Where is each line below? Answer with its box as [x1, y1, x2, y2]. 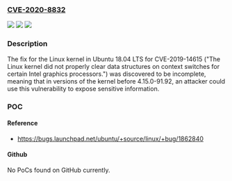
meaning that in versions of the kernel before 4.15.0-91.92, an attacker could [7, 77, 226, 85]
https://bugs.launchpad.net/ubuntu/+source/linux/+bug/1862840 [17, 134, 204, 143]
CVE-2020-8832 [7, 5, 66, 15]
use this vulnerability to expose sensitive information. [7, 84, 160, 93]
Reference [7, 119, 38, 127]
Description [7, 39, 48, 49]
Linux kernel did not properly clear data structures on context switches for [7, 62, 220, 70]
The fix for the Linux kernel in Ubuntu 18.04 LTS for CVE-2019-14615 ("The [7, 54, 221, 63]
